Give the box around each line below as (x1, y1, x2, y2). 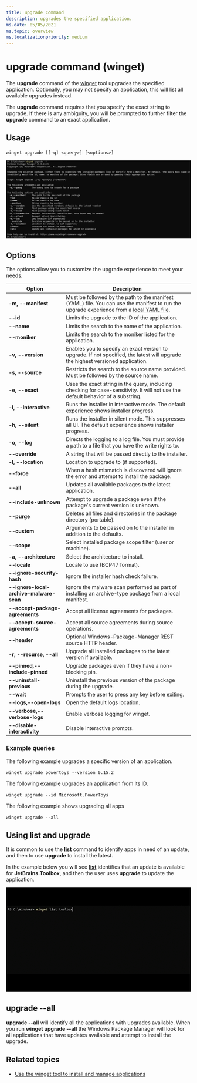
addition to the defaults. (66, 530, 123, 537)
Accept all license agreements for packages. (66, 608, 174, 615)
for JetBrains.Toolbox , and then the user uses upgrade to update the (6, 870, 174, 877)
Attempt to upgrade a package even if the (66, 495, 166, 502)
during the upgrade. (66, 682, 114, 690)
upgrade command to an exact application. (6, 116, 110, 123)
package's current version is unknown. (66, 502, 159, 509)
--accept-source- (8, 618, 57, 625)
